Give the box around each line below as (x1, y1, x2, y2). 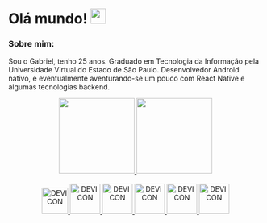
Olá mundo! (8, 10, 88, 28)
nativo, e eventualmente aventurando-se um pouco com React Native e (8, 73, 245, 84)
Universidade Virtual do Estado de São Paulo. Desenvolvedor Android (8, 65, 240, 75)
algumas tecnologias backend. (8, 82, 111, 92)
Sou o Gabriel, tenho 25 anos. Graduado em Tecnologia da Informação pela (8, 56, 260, 66)
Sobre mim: (8, 39, 55, 50)
